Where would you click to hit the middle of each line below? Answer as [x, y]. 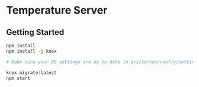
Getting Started [35, 32]
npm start [18, 78]
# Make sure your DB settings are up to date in [67, 62]
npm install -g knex [32, 51]
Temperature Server [57, 10]
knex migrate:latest [32, 72]
